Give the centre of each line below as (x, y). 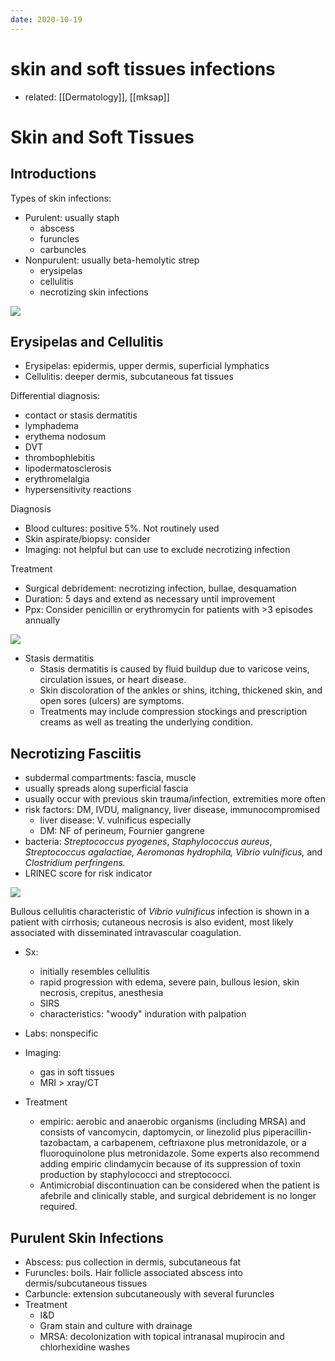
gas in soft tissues (77, 1072)
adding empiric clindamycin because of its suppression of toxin (170, 1164)
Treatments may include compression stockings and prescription (173, 712)
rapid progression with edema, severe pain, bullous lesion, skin (169, 982)
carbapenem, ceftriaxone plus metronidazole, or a (204, 1143)
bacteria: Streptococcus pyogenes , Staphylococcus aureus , (148, 842)
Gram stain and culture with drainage (116, 1325)
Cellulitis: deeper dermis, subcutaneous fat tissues (129, 377)
